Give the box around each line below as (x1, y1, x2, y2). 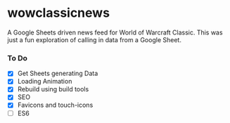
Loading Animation (17, 77, 72, 86)
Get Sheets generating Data (17, 69, 98, 78)
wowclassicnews (7, 5, 110, 21)
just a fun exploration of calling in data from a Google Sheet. (7, 35, 181, 44)
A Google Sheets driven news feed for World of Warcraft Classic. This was (7, 28, 223, 37)
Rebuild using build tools (17, 85, 89, 93)
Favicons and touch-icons (17, 101, 94, 110)
